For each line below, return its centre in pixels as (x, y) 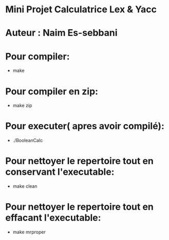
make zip (22, 106)
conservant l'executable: (60, 172)
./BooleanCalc (28, 141)
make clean (25, 186)
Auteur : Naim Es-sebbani (61, 33)
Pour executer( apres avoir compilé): (85, 126)
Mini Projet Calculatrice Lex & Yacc (81, 9)
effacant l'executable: (53, 218)
